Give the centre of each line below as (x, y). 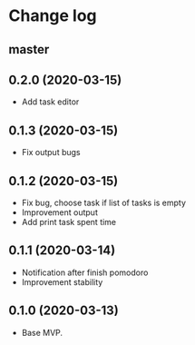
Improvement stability (62, 281)
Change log (53, 16)
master (29, 49)
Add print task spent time (69, 222)
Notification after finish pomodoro (85, 272)
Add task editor (50, 102)
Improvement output (60, 212)
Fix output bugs (51, 153)
